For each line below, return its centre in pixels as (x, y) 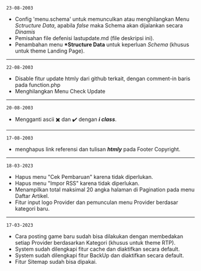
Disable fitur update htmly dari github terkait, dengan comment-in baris (102, 78)
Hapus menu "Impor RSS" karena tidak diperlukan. (77, 183)
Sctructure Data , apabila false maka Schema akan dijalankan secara (99, 25)
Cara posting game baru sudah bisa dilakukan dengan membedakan (99, 236)
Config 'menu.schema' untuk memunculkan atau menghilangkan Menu (102, 19)
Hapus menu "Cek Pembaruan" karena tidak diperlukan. (84, 177)
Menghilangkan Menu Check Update (60, 91)
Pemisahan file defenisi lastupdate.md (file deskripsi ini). (84, 38)
